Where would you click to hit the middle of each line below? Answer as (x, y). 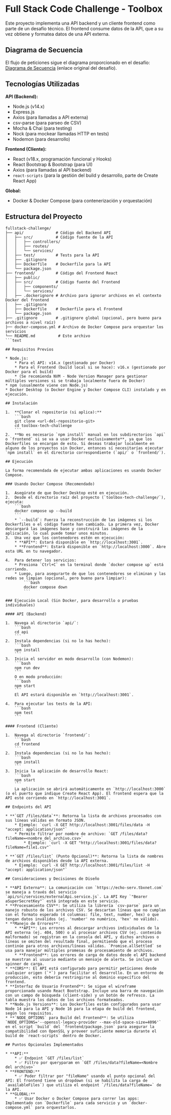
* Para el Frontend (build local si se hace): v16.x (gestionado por (90, 368)
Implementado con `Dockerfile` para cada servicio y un (66, 1103)
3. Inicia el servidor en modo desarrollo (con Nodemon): (70, 659)
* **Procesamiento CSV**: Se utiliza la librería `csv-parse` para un (82, 906)
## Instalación (22, 403)
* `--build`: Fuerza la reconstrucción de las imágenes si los (83, 520)
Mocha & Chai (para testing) (42, 128)
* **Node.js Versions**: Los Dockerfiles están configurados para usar (83, 1005)
